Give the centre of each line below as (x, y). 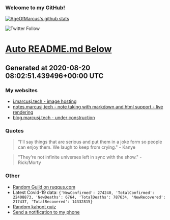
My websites (22, 90)
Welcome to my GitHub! (35, 8)
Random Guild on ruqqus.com (44, 187)
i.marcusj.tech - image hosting (45, 101)
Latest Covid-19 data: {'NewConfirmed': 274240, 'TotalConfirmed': (83, 192)
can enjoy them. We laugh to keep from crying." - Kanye (77, 147)
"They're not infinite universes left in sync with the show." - (80, 157)
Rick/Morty (30, 162)
